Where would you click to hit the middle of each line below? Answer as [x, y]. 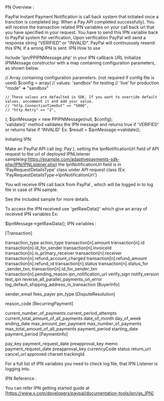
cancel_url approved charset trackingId [45, 354]
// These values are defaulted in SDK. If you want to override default [81, 97]
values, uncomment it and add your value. [49, 101]
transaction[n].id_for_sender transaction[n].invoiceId [58, 248]
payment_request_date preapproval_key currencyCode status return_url [78, 349]
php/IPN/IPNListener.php [30, 164]
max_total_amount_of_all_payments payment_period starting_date [72, 329]
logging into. [18, 369]
